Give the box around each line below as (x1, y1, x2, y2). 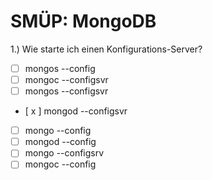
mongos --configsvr (24, 85, 109, 97)
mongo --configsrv (24, 147, 105, 159)
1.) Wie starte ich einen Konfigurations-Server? (10, 43, 203, 55)
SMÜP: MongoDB (10, 10, 157, 33)
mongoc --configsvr (24, 74, 109, 85)
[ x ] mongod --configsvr (24, 105, 128, 117)
